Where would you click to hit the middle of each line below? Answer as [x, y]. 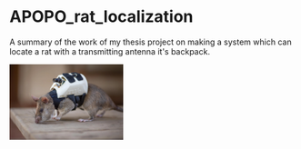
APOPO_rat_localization [101, 17]
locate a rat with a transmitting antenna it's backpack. [110, 51]
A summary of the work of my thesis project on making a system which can [151, 42]
